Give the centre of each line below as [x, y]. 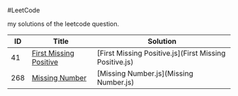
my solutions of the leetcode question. [63, 24]
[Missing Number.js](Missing [145, 73]
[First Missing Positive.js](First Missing [161, 53]
